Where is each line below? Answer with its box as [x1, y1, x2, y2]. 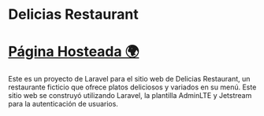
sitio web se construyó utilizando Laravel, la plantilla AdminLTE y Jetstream [8, 91, 252, 100]
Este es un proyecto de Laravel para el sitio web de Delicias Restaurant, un [8, 74, 251, 84]
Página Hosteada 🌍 [8, 43, 139, 60]
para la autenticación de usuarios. [8, 100, 118, 109]
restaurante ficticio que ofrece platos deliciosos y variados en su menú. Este [8, 82, 257, 92]
